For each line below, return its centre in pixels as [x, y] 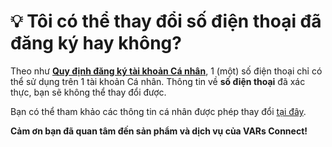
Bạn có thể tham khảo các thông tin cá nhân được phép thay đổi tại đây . [158, 111]
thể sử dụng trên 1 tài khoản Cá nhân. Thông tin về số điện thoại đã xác [158, 81]
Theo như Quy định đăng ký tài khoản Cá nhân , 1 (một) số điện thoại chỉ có [166, 71]
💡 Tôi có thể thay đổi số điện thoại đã [166, 21]
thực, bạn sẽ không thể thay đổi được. [88, 92]
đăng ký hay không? [96, 43]
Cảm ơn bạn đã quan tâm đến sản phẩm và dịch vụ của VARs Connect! [159, 131]
